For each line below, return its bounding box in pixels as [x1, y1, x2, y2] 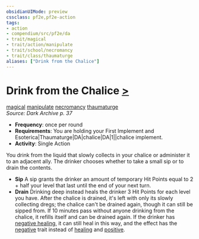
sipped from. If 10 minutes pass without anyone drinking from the [14, 207, 175, 214]
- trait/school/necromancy [6, 47, 73, 53]
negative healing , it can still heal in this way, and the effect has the [14, 220, 178, 227]
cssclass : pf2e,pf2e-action [6, 14, 76, 20]
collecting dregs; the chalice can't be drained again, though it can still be [14, 201, 193, 208]
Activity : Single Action [14, 140, 71, 147]
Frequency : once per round [14, 121, 83, 128]
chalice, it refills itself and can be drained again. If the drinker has [14, 213, 175, 221]
